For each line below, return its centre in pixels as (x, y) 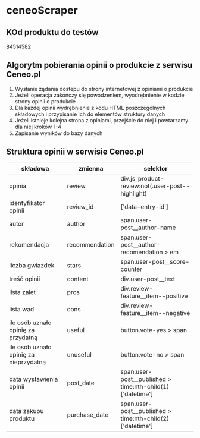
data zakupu (26, 411)
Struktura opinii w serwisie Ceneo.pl (75, 152)
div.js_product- (142, 178)
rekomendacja (29, 244)
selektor (156, 168)
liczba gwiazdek (32, 265)
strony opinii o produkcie (45, 101)
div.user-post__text (148, 279)
